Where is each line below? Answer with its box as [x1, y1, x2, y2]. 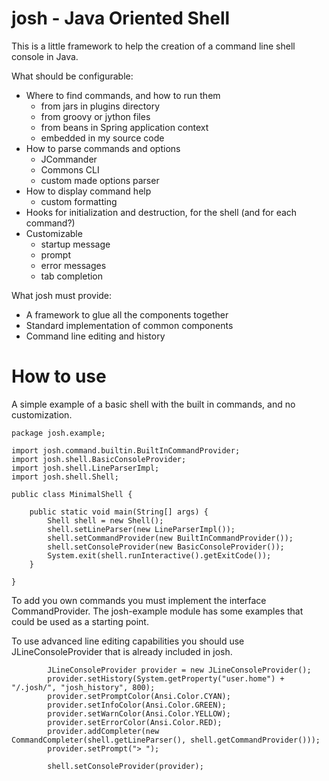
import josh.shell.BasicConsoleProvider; [11, 454, 187, 464]
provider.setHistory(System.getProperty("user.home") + [47, 673, 285, 684]
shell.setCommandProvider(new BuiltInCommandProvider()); [47, 533, 294, 543]
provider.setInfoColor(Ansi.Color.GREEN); [47, 700, 227, 710]
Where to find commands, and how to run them [25, 89, 221, 101]
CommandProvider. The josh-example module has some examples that [11, 605, 304, 617]
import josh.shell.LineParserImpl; [11, 463, 160, 473]
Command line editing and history [25, 330, 166, 342]
